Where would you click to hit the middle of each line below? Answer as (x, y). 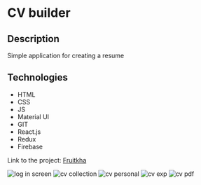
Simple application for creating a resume (66, 55)
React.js (29, 132)
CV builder (39, 13)
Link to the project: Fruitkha (47, 160)
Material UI (33, 116)
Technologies (38, 77)
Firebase (30, 146)
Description (33, 39)
